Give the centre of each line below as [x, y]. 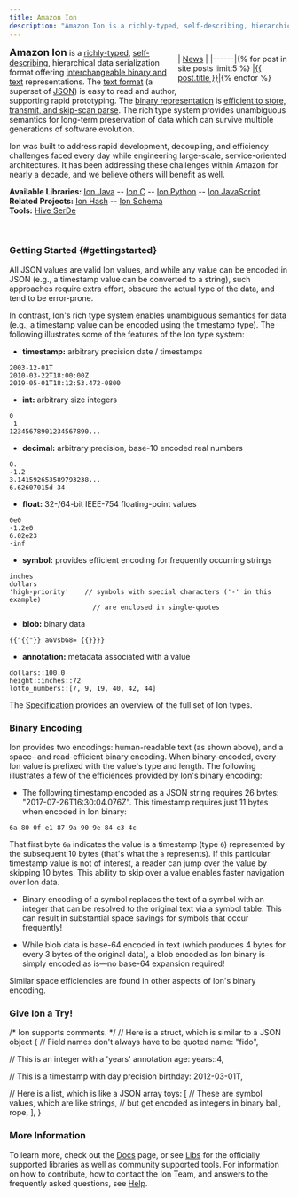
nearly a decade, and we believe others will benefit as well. [117, 174]
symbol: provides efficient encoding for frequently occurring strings [147, 559]
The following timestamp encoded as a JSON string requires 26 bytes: [150, 793]
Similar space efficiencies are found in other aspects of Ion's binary [133, 981]
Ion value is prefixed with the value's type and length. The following [133, 766]
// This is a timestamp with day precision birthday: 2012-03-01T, [126, 1076]
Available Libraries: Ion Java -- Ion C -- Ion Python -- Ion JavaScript [135, 191]
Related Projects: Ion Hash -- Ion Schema [86, 201]
